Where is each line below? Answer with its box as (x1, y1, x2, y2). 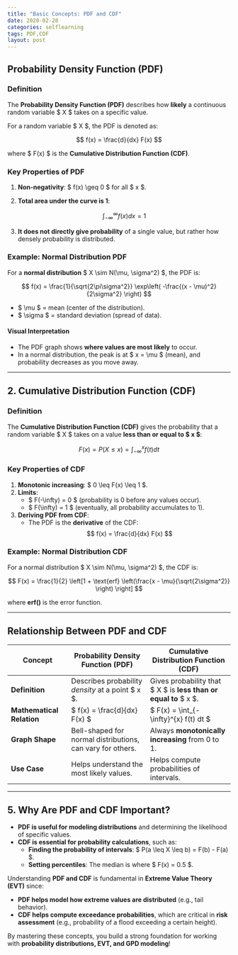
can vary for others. (71, 743, 137, 753)
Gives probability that (149, 676, 222, 686)
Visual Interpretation (7, 327, 69, 335)
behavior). (17, 903, 48, 912)
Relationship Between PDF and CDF (7, 625, 167, 637)
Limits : (17, 488, 38, 496)
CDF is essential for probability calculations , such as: (17, 838, 177, 847)
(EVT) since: (7, 882, 45, 890)
